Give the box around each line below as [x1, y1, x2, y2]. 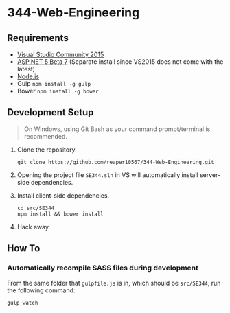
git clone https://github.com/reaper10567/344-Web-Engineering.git [16, 159, 214, 165]
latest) [16, 65, 36, 73]
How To [7, 242, 41, 255]
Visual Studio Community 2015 [16, 50, 104, 58]
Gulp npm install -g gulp [16, 80, 91, 87]
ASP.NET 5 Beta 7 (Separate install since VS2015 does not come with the [16, 58, 224, 66]
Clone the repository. [16, 146, 77, 154]
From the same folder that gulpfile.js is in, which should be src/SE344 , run [7, 279, 221, 287]
